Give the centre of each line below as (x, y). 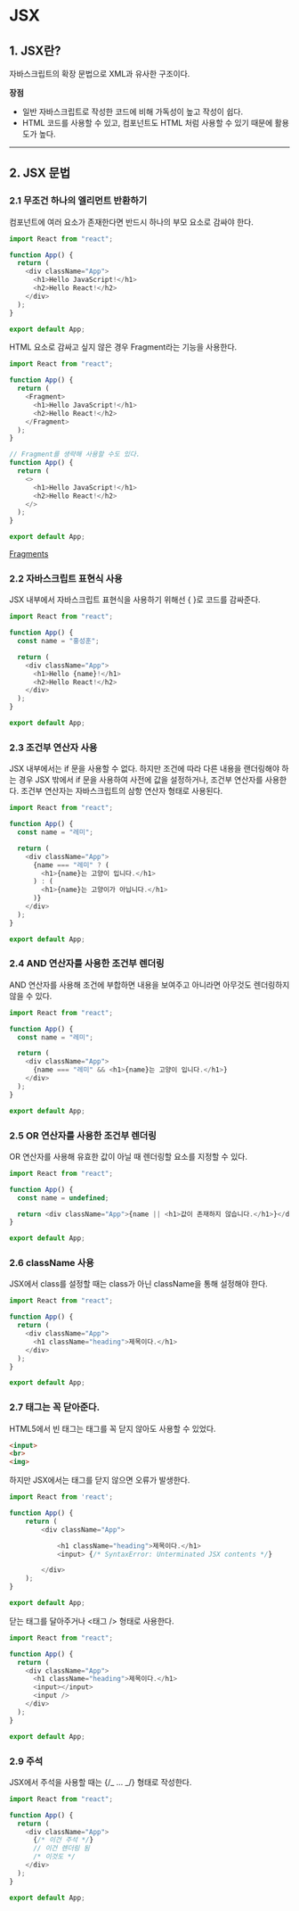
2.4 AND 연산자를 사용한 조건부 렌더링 (87, 964)
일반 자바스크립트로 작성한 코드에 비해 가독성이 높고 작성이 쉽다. (132, 112)
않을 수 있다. (31, 996)
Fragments (29, 554)
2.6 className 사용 (52, 1263)
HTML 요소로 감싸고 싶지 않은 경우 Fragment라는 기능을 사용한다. (123, 347)
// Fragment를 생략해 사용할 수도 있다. (75, 455)
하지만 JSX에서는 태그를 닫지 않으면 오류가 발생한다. (100, 1480)
